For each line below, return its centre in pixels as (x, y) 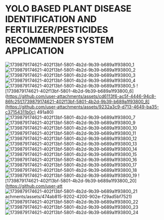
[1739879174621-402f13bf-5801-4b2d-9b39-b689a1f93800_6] (70, 91)
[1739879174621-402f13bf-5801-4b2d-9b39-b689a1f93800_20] (71, 181)
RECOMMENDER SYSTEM (60, 40)
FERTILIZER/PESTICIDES (57, 30)
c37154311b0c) (20, 112)
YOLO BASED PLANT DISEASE (68, 9)
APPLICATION (35, 51)
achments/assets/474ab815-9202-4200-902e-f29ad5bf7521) (69, 196)
